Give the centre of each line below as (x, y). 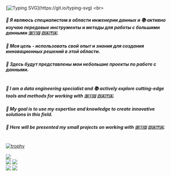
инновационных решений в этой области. (53, 51)
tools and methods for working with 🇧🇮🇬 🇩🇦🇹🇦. (60, 96)
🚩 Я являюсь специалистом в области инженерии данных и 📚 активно (86, 20)
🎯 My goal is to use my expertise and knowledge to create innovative (80, 109)
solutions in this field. (29, 115)
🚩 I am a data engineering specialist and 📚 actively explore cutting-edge (85, 88)
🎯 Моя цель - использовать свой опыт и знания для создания (75, 46)
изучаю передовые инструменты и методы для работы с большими (83, 27)
